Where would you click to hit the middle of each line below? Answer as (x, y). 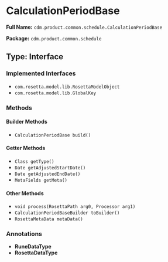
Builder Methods (27, 122)
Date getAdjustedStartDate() (50, 168)
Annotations (24, 234)
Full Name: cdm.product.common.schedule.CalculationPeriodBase (84, 27)
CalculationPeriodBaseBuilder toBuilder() (67, 213)
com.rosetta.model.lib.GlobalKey (55, 93)
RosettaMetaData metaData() (49, 219)
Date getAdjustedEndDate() (47, 174)
